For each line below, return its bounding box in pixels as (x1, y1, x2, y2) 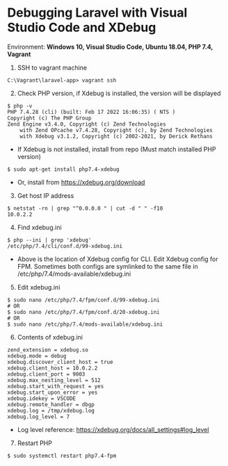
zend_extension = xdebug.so (7, 346, 89, 353)
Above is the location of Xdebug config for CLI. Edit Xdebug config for (17, 255, 219, 263)
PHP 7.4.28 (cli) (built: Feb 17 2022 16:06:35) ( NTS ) (7, 108, 176, 115)
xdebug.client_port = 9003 (7, 370, 85, 378)
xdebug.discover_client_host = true (7, 358, 113, 365)
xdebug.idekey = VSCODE (7, 394, 76, 402)
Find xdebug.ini (17, 223, 62, 231)
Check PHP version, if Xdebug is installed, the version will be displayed (17, 89, 221, 97)
